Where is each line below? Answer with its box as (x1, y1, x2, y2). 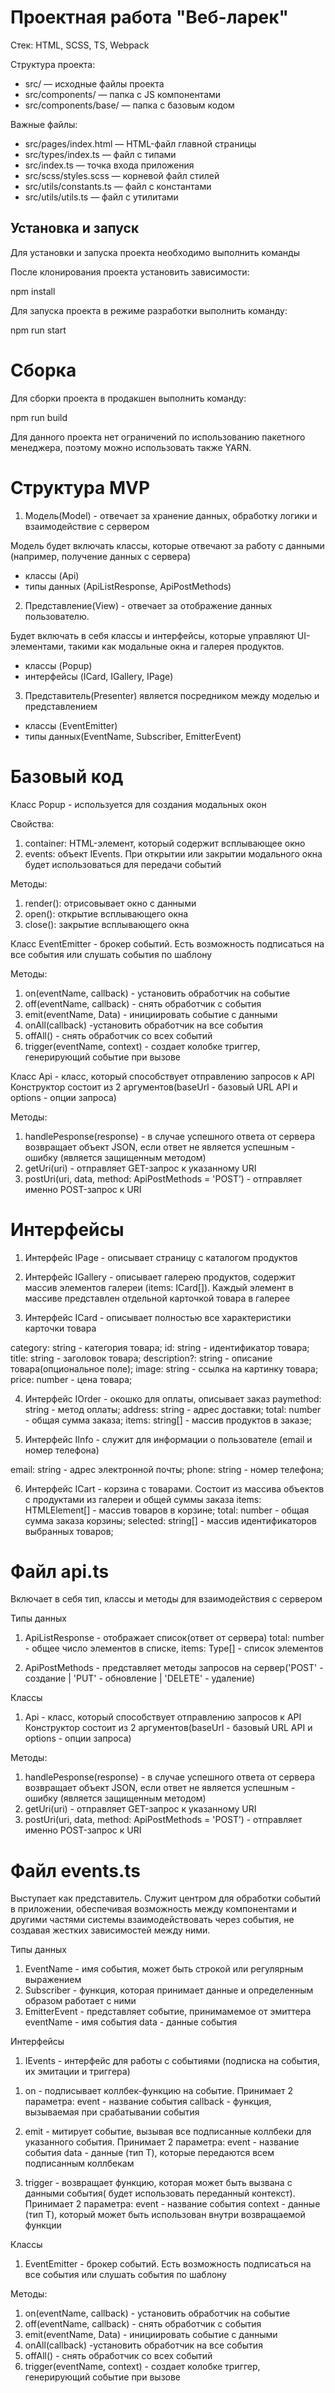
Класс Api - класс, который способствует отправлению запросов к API (10, 1070, 315, 1082)
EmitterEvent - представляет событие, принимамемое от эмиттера (24, 2006, 312, 2018)
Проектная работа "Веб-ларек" (10, 6, 289, 29)
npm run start (10, 324, 67, 336)
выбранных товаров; (24, 1525, 114, 1537)
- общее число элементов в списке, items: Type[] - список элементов (24, 1642, 324, 1655)
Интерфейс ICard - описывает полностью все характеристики (24, 1311, 292, 1323)
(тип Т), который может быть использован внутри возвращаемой (24, 2209, 306, 2221)
